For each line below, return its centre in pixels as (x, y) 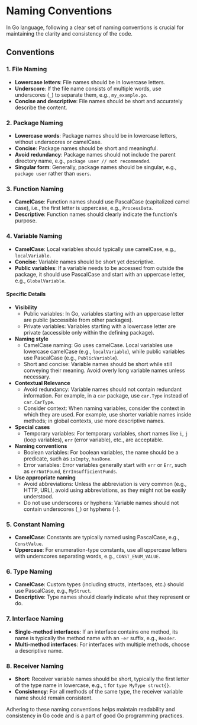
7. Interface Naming (35, 619)
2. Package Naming (35, 123)
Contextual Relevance (42, 383)
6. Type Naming (29, 571)
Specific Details (26, 294)
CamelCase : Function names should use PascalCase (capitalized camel (102, 202)
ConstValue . (29, 543)
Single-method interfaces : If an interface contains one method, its (96, 632)
